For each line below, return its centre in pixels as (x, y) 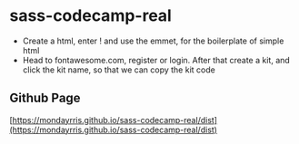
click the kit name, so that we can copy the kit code (119, 70)
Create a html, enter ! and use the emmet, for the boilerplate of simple (153, 41)
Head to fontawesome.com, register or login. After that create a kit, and (156, 60)
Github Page (45, 98)
